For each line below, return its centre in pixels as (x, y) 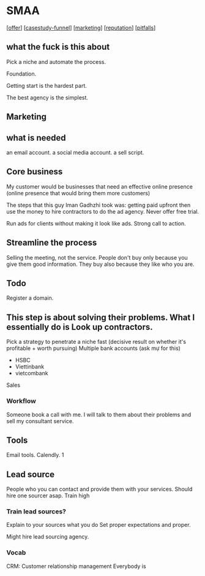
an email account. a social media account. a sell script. (75, 152)
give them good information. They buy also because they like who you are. (100, 264)
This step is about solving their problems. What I (101, 317)
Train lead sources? (36, 512)
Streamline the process (52, 243)
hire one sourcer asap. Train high (48, 496)
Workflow (21, 401)
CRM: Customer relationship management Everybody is (76, 566)
